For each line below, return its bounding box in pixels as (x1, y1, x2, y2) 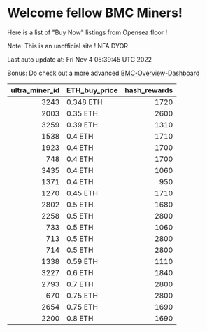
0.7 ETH (66, 279, 94, 289)
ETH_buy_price (66, 85, 118, 95)
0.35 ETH (66, 109, 98, 118)
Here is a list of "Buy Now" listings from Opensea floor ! (7, 28, 168, 36)
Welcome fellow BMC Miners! (7, 5, 183, 21)
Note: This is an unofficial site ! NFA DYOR (7, 41, 128, 50)
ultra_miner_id (10, 85, 60, 95)
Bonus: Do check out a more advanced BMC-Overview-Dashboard (7, 69, 200, 77)
